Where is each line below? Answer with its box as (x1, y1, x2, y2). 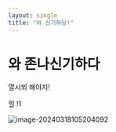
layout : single (8, 11, 58, 20)
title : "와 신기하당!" (8, 19, 74, 27)
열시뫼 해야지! (8, 82, 51, 92)
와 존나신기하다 (8, 55, 100, 73)
